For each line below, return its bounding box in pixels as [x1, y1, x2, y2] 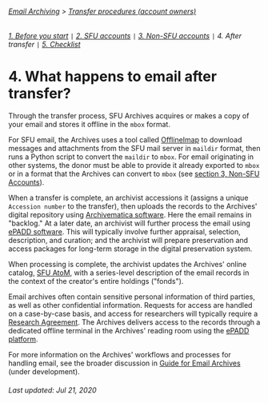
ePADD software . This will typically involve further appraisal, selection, [8, 227, 242, 237]
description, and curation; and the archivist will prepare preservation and [8, 236, 249, 245]
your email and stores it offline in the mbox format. [8, 120, 170, 130]
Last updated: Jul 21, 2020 [8, 385, 98, 395]
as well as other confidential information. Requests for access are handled [8, 301, 253, 310]
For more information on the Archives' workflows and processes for [8, 350, 232, 360]
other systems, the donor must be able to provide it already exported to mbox [8, 161, 260, 170]
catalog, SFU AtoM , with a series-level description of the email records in [8, 268, 250, 277]
